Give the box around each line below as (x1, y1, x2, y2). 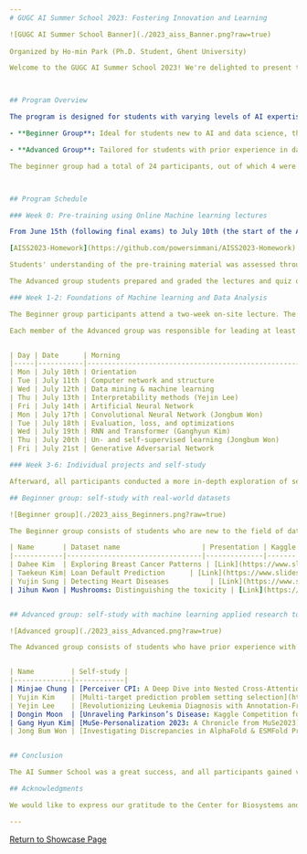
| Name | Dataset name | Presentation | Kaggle (9, 543, 297, 553)
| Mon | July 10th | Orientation (9, 367, 137, 377)
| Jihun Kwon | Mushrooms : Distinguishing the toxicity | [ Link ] (9, 585, 263, 595)
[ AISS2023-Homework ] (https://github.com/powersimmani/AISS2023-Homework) (9, 244, 297, 253)
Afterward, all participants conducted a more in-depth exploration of (9, 477, 288, 486)
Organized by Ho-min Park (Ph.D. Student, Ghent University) (9, 47, 248, 56)
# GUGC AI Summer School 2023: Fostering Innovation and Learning (9, 13, 268, 23)
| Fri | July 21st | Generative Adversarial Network (9, 444, 215, 453)
